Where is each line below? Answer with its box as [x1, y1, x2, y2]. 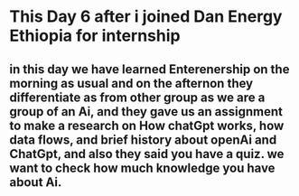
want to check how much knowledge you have [9, 160, 276, 175]
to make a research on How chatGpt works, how [9, 117, 285, 133]
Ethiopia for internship [9, 25, 181, 46]
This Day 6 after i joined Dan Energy [9, 6, 283, 27]
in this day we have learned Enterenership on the [9, 61, 290, 77]
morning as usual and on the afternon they [9, 75, 254, 91]
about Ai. [9, 174, 62, 190]
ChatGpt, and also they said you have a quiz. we [9, 146, 285, 162]
